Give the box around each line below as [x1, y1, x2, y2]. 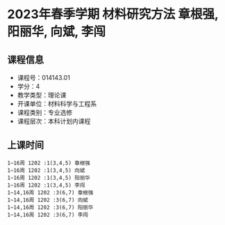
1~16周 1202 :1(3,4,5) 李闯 [7, 182, 85, 189]
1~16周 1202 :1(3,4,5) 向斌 [7, 166, 85, 174]
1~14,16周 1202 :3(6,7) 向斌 [7, 196, 89, 203]
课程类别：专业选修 [17, 109, 73, 116]
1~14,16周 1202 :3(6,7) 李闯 [7, 211, 89, 218]
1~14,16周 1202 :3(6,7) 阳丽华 [7, 203, 94, 211]
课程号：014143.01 [17, 74, 71, 82]
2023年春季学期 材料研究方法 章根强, [7, 6, 219, 22]
